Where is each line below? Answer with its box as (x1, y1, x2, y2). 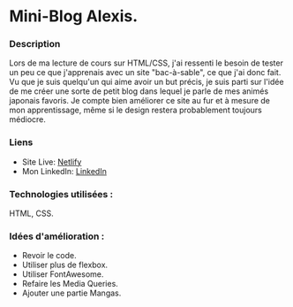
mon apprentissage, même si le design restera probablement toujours (9, 104, 263, 116)
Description (9, 38, 61, 50)
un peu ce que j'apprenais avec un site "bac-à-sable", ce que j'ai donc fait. (9, 67, 282, 78)
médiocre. (9, 114, 47, 125)
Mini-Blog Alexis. (9, 6, 139, 27)
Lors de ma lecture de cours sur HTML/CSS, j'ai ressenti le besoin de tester (9, 58, 284, 68)
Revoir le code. (21, 250, 77, 261)
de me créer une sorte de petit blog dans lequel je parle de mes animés (9, 86, 269, 96)
